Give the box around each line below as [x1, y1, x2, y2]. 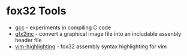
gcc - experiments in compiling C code [14, 24, 111, 31]
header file [14, 36, 42, 43]
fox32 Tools [6, 4, 67, 18]
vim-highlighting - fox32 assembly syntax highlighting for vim [14, 43, 167, 50]
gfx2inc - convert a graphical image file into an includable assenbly [14, 30, 182, 37]
